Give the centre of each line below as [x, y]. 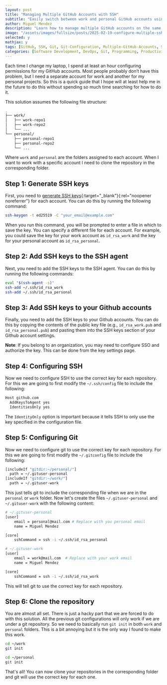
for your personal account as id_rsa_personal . [53, 241]
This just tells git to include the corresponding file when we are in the [76, 493]
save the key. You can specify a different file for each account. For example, [83, 230]
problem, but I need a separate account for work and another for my [75, 76]
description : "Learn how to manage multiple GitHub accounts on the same [83, 28]
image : [12, 33]
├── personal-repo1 [34, 138]
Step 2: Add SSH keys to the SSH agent [67, 256]
